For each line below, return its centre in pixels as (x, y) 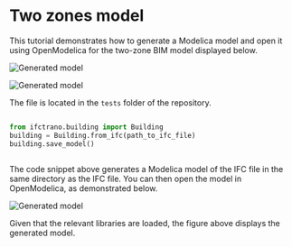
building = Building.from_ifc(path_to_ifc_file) (103, 135)
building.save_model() (52, 144)
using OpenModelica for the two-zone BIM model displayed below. (133, 50)
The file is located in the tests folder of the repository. (110, 102)
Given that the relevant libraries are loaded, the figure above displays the (145, 224)
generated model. (42, 233)
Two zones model (77, 16)
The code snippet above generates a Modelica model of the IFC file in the (146, 169)
